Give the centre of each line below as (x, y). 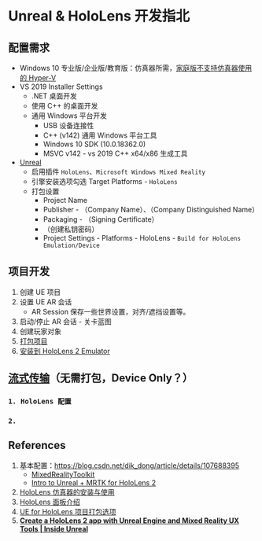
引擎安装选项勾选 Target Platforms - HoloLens (105, 181)
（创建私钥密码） (71, 229)
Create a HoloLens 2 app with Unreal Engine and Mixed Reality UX (129, 521)
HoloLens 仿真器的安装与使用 (67, 491)
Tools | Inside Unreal (54, 528)
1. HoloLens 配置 (40, 401)
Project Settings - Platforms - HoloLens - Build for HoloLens (142, 238)
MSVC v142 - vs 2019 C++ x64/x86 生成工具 (115, 153)
